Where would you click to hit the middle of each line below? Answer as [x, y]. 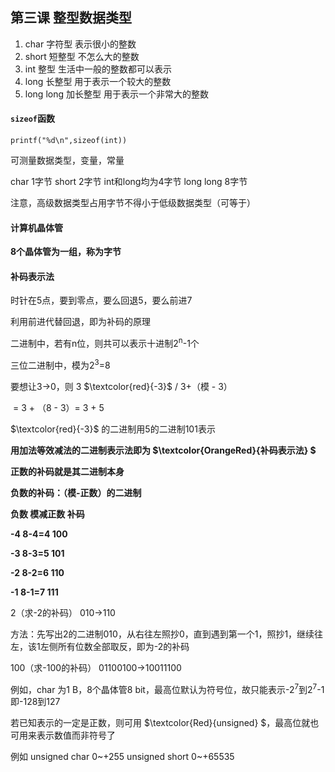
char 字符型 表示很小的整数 [80, 44]
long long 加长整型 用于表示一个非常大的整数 [116, 94]
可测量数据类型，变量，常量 [67, 160]
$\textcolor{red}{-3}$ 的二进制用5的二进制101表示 [113, 429]
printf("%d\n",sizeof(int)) [69, 141]
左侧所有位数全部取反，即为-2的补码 [114, 646]
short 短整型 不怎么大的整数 [82, 56]
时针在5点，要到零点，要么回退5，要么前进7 [101, 300]
